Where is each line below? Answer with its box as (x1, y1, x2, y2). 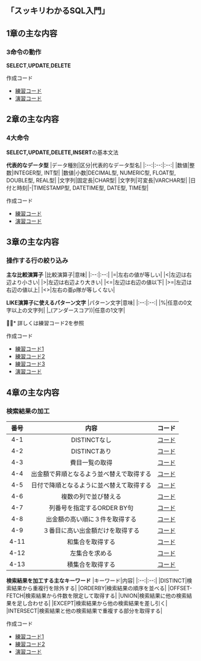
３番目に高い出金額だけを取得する (43, 526, 140, 535)
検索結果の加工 (6, 407, 50, 415)
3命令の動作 (6, 48, 42, 56)
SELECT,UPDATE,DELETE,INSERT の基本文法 (6, 149, 119, 156)
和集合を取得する (67, 538, 116, 546)
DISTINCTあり (71, 447, 112, 456)
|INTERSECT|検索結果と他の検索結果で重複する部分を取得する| (6, 607, 163, 614)
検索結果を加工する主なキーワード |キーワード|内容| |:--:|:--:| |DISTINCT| (6, 577, 187, 584)
